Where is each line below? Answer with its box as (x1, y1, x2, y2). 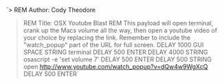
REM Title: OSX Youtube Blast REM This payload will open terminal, (23, 19, 214, 27)
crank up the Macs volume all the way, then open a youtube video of (23, 27, 218, 34)
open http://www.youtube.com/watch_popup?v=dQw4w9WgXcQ (23, 63, 208, 70)
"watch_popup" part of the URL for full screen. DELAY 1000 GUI (23, 41, 204, 48)
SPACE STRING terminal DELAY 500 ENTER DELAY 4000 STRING (23, 48, 208, 56)
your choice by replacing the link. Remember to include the (23, 33, 190, 42)
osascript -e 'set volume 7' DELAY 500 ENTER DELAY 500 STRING (23, 55, 212, 64)
